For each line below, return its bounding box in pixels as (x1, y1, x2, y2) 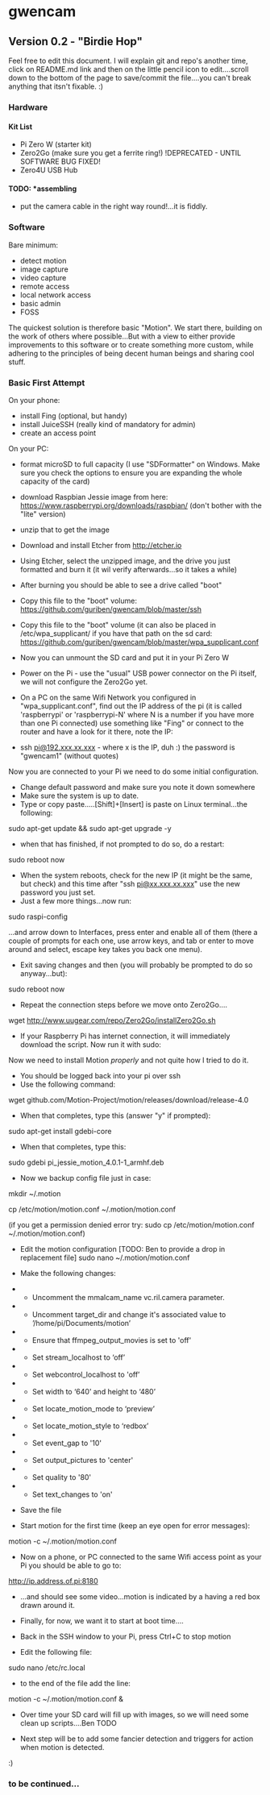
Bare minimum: (8, 240, 59, 250)
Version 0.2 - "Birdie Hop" (8, 35, 143, 48)
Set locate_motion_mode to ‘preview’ (31, 1403, 156, 1413)
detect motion (19, 256, 67, 265)
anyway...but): (19, 968, 68, 978)
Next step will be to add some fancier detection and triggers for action (19, 1734, 254, 1743)
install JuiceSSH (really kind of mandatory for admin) (19, 419, 196, 429)
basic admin (19, 298, 61, 308)
